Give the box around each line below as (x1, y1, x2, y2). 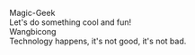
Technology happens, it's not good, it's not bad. (9, 35, 187, 46)
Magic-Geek (9, 8, 56, 18)
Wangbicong (9, 27, 57, 36)
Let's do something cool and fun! (9, 17, 132, 27)
